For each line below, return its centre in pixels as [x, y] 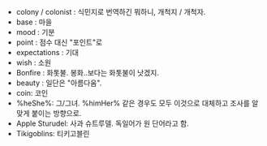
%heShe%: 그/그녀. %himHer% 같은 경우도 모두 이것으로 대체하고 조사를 [133, 103]
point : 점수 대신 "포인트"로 [59, 42]
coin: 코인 [32, 93]
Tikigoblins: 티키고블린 [53, 133]
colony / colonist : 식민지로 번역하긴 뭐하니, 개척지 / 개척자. [111, 12]
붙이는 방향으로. [56, 113]
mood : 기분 [35, 32]
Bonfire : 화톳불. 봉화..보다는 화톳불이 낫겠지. [88, 73]
